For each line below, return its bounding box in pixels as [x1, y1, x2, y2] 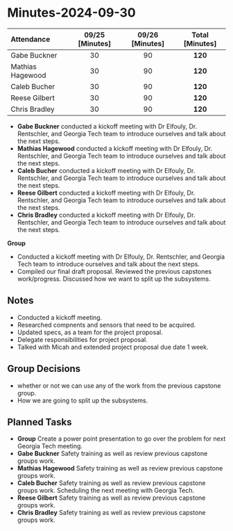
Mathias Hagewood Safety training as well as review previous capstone [17, 464, 223, 473]
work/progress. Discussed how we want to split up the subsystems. [17, 275, 211, 283]
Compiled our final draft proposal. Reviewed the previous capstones [17, 267, 212, 275]
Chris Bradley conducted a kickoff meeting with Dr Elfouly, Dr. [17, 211, 196, 219]
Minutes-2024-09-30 [7, 5, 137, 21]
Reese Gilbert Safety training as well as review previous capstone [17, 493, 206, 502]
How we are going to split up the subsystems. [17, 396, 148, 405]
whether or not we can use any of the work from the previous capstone [17, 381, 221, 390]
